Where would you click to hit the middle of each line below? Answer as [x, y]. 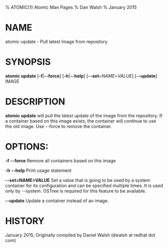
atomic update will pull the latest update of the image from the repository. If [84, 115]
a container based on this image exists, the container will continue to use [81, 121]
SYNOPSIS [28, 62]
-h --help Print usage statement [38, 170]
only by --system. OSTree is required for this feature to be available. [76, 191]
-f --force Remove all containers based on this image [61, 160]
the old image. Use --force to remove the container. [59, 126]
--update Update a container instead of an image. [57, 201]
